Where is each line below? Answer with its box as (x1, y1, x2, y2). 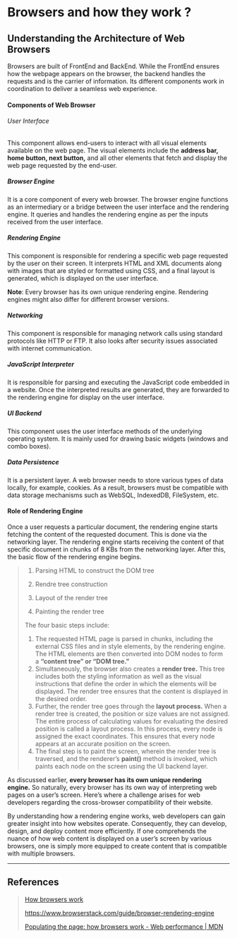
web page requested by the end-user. (7, 161, 118, 169)
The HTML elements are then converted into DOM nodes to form (35, 650, 224, 658)
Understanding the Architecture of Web (7, 32, 186, 44)
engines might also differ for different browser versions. (7, 295, 169, 303)
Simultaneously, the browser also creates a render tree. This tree (35, 664, 225, 673)
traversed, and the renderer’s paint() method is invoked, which (35, 754, 217, 762)
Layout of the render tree (35, 593, 108, 602)
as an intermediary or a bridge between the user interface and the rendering (7, 202, 229, 211)
